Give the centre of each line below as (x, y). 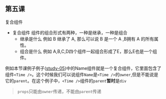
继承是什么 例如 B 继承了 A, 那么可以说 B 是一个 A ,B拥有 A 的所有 (87, 38)
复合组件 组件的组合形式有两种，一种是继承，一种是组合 (70, 32)
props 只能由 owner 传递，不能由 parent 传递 (59, 91)
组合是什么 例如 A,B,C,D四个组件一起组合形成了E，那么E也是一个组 (88, 51)
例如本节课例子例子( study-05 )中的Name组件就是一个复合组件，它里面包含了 (83, 68)
